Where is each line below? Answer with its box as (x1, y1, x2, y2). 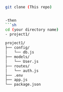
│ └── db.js (5, 50, 35, 55)
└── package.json (5, 82, 41, 87)
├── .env (5, 73, 23, 78)
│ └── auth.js (5, 68, 39, 73)
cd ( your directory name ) (5, 27, 59, 32)
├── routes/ (5, 63, 30, 69)
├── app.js (5, 77, 28, 83)
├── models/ (5, 54, 30, 59)
